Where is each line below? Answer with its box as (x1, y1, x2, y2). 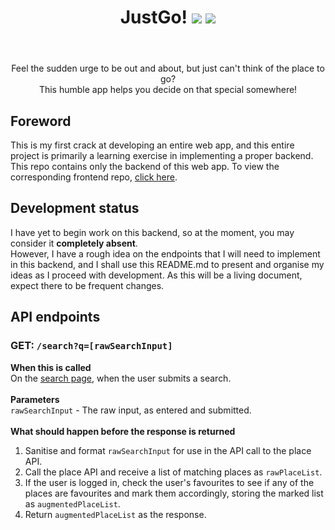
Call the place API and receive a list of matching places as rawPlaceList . (24, 466, 323, 478)
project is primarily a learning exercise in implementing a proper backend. (10, 150, 314, 161)
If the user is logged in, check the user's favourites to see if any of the (24, 476, 315, 488)
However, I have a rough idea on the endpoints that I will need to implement (10, 247, 321, 260)
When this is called (10, 361, 92, 373)
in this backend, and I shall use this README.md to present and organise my (10, 258, 325, 270)
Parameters (10, 393, 60, 405)
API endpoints (10, 309, 101, 326)
